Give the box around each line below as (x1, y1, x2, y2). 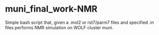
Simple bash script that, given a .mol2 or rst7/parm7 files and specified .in (5, 19, 154, 25)
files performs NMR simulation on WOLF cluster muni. (5, 24, 114, 30)
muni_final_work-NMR (5, 3, 98, 15)
